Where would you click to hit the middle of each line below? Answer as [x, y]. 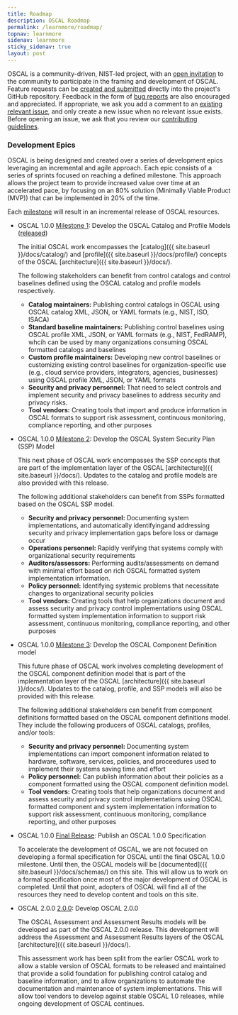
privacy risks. [48, 402]
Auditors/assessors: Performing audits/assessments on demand [124, 563]
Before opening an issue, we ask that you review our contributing [102, 119]
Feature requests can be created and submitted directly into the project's [114, 89]
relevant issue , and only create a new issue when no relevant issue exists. [115, 111]
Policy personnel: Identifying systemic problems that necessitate [124, 586]
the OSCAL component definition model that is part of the [102, 674]
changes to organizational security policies [91, 593]
